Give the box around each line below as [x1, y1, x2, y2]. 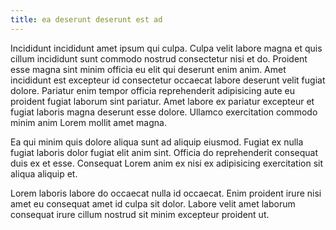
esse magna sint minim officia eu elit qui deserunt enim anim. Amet [10, 63, 287, 75]
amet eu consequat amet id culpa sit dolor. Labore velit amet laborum [10, 197, 296, 210]
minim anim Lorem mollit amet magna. [10, 116, 167, 128]
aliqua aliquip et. [10, 167, 78, 180]
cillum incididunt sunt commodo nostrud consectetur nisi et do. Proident [10, 52, 308, 65]
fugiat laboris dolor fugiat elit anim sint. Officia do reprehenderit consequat [10, 146, 318, 158]
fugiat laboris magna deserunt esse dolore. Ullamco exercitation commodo [10, 106, 318, 118]
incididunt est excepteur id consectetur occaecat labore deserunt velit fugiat [10, 74, 326, 86]
